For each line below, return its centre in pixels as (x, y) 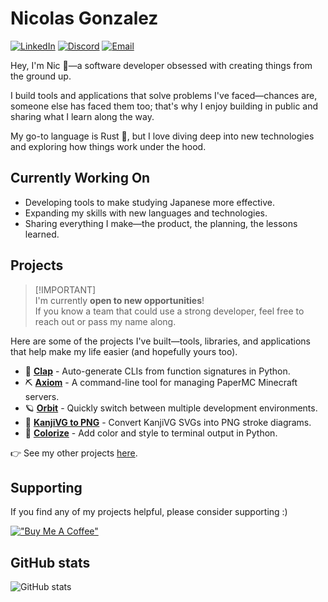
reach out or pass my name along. (105, 321)
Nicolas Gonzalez (84, 18)
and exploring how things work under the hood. (108, 146)
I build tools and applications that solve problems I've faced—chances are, (164, 95)
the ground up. (41, 76)
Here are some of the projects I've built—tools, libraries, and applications (160, 341)
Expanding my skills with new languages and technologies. (146, 213)
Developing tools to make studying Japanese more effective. (149, 202)
